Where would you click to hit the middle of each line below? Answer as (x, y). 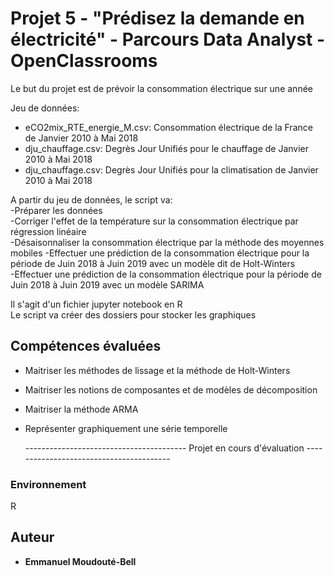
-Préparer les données (56, 210)
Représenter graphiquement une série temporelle (126, 428)
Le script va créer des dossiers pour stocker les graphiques (133, 314)
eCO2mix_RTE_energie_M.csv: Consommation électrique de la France (168, 127)
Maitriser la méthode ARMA (81, 409)
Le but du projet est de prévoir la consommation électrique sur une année (161, 88)
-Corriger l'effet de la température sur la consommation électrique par (154, 221)
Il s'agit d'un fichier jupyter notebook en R (96, 304)
